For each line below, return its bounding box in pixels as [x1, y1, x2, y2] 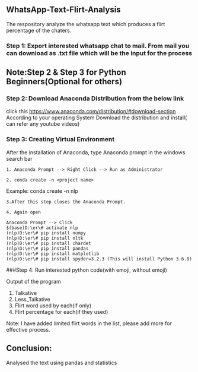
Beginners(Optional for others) [6, 77, 123, 87]
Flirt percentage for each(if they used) [14, 308, 108, 315]
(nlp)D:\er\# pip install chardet [6, 240, 92, 246]
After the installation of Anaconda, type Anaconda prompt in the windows [6, 148, 186, 156]
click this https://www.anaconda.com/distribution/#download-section [6, 108, 176, 115]
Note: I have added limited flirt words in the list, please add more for [6, 320, 172, 327]
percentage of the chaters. [6, 27, 72, 34]
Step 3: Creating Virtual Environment [6, 135, 114, 144]
